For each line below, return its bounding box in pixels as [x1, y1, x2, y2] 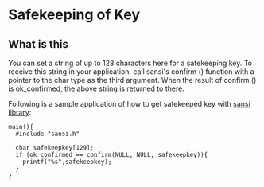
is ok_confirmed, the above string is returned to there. [8, 84, 184, 93]
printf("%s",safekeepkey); [22, 158, 112, 166]
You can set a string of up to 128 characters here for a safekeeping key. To [8, 58, 253, 68]
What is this [8, 37, 69, 51]
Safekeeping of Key [8, 6, 141, 24]
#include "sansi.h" [15, 130, 80, 138]
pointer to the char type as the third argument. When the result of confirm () [8, 76, 257, 84]
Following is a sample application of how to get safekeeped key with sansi [8, 99, 250, 108]
